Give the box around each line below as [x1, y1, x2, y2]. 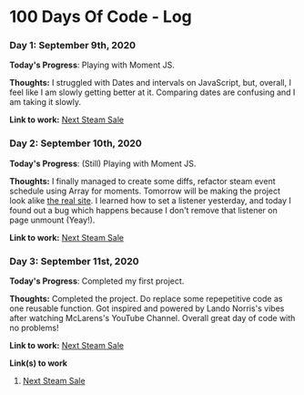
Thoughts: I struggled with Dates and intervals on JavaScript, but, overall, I [9, 78, 291, 88]
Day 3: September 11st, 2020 [9, 255, 139, 267]
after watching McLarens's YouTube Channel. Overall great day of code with [9, 313, 296, 324]
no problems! [9, 322, 59, 334]
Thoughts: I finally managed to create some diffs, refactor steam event [9, 175, 276, 186]
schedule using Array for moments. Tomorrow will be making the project [9, 185, 280, 196]
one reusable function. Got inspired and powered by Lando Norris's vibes [9, 303, 285, 314]
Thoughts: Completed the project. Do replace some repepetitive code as [9, 294, 283, 305]
